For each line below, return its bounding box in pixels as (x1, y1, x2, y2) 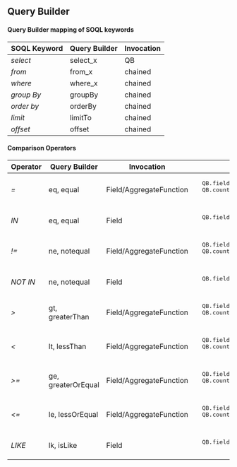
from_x (69, 66, 93, 76)
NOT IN (11, 277, 35, 287)
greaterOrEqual (48, 380, 100, 390)
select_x (69, 55, 97, 65)
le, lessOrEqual (48, 410, 99, 420)
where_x (69, 78, 98, 88)
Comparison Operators (7, 144, 76, 153)
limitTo (69, 112, 92, 122)
